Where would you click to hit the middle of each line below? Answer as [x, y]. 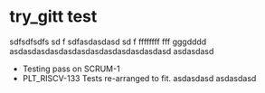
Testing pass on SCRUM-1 [71, 69]
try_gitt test [53, 17]
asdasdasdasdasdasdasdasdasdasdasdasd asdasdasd [112, 51]
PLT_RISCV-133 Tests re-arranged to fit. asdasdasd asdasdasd [139, 78]
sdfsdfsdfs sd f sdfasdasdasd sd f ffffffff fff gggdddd [108, 42]
